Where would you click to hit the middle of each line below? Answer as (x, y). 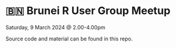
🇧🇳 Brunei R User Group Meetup (88, 11)
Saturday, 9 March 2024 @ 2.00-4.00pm (55, 27)
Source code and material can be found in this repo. (69, 39)
